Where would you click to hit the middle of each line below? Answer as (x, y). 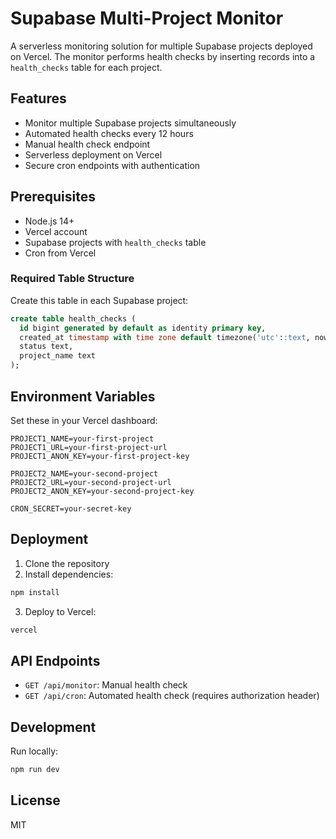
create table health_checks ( (73, 318)
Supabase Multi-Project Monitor (147, 18)
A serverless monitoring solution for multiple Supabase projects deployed (161, 46)
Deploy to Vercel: (60, 611)
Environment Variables (83, 396)
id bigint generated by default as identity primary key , (143, 328)
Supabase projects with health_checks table (115, 242)
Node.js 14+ (49, 221)
